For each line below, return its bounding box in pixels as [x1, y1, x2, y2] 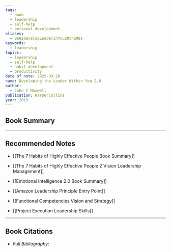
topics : [5, 50, 22, 55]
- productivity [10, 69, 42, 74]
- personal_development [10, 26, 60, 32]
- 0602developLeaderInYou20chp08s [10, 36, 83, 41]
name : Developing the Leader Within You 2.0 [5, 78, 101, 83]
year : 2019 [5, 97, 28, 102]
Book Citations [5, 227, 53, 236]
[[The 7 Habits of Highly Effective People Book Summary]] [12, 153, 135, 159]
